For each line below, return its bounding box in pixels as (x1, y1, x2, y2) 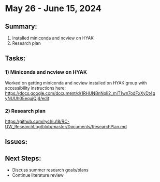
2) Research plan (5, 107, 46, 114)
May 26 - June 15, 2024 (5, 3, 102, 14)
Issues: (5, 138, 28, 146)
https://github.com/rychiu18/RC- (5, 118, 70, 124)
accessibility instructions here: (5, 85, 66, 91)
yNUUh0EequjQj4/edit (5, 95, 50, 101)
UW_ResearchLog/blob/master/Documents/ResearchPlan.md (5, 123, 127, 129)
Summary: (5, 22, 37, 31)
